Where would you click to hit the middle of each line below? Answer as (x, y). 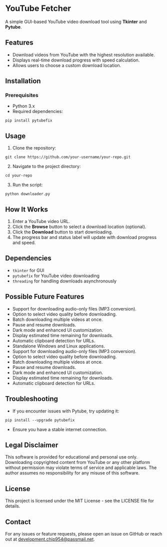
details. (13, 506)
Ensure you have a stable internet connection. (60, 429)
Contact (18, 522)
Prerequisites (22, 95)
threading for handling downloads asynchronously (64, 281)
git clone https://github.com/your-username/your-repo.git (68, 157)
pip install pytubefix (29, 120)
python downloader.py (28, 194)
